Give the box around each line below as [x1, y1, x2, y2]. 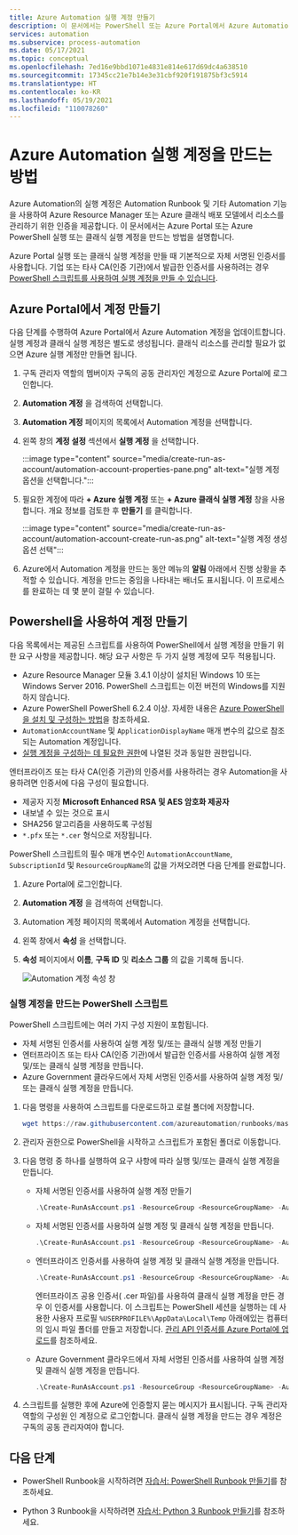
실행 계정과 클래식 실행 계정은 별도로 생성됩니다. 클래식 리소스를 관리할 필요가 [9, 338, 277, 348]
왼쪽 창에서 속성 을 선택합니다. [21, 935, 127, 945]
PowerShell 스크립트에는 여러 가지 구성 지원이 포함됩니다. [9, 1019, 209, 1030]
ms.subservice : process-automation [9, 37, 141, 47]
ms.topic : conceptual [9, 54, 90, 63]
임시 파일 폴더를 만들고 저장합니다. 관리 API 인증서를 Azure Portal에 [44, 1323, 280, 1334]
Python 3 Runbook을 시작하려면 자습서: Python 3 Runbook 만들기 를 [21, 1506, 262, 1516]
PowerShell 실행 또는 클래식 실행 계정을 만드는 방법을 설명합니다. [9, 232, 235, 243]
